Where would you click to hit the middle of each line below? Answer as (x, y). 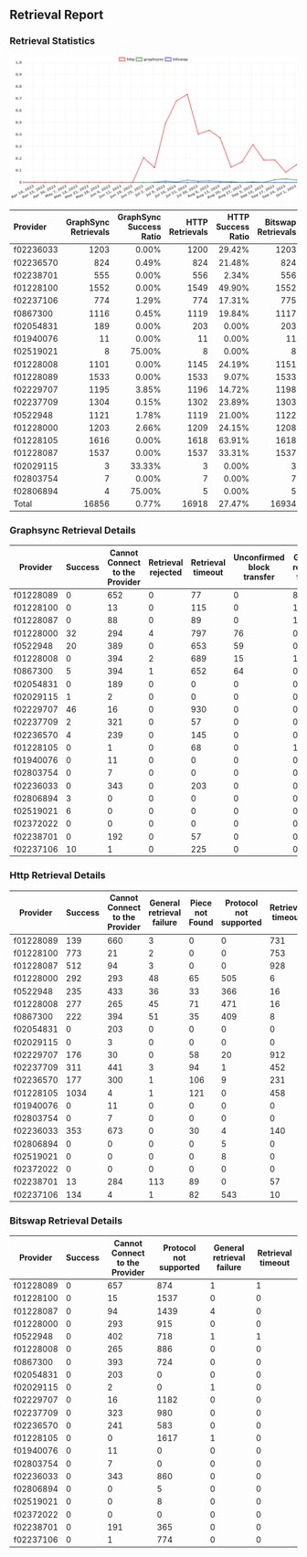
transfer (259, 577)
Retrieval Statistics (53, 41)
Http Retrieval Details (58, 875)
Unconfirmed (259, 557)
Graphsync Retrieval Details (73, 530)
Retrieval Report (57, 15)
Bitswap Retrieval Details (66, 1221)
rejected (166, 572)
